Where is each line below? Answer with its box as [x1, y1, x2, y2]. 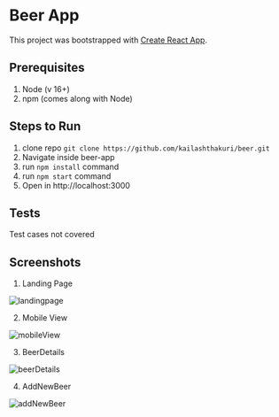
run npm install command [21, 161, 120, 172]
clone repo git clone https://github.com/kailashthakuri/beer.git [21, 143, 270, 153]
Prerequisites [9, 60, 85, 75]
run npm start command [21, 170, 112, 181]
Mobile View [21, 313, 68, 323]
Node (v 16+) [21, 83, 71, 94]
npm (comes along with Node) [21, 93, 133, 104]
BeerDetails [21, 347, 65, 358]
